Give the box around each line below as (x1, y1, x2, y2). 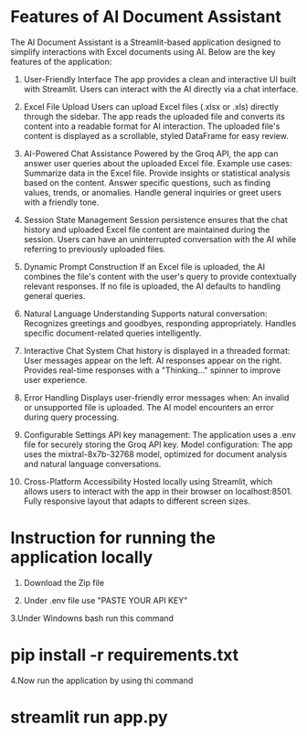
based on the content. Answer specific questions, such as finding (23, 176, 271, 188)
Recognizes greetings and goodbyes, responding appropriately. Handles (23, 317, 297, 328)
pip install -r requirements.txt (10, 645, 239, 666)
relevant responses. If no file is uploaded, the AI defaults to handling (23, 281, 281, 292)
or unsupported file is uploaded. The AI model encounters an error (23, 401, 274, 412)
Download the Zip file (23, 577, 104, 588)
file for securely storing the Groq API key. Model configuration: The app (23, 439, 293, 450)
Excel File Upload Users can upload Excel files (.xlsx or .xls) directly (23, 101, 280, 112)
